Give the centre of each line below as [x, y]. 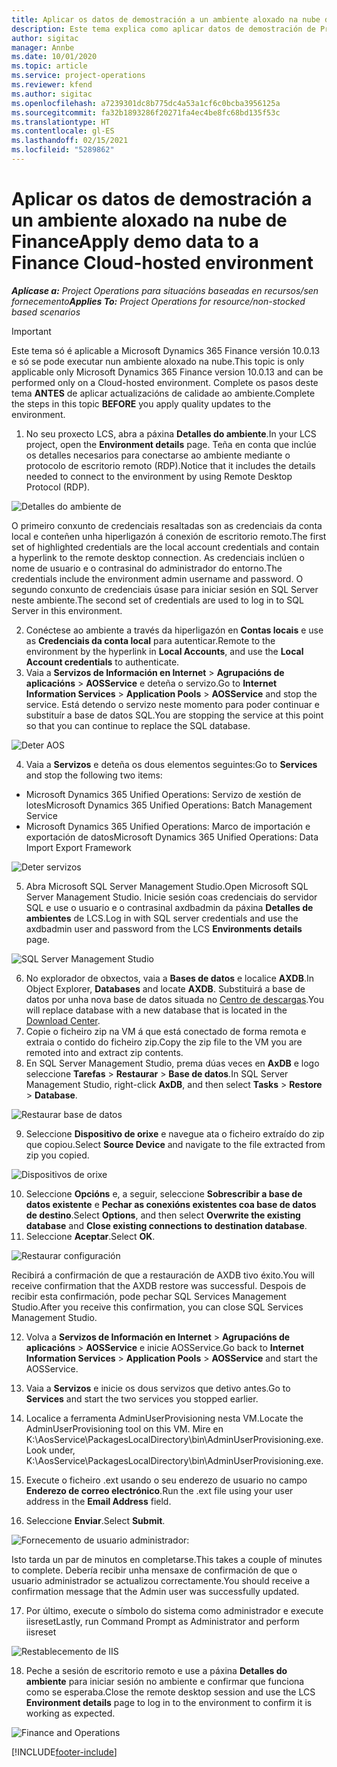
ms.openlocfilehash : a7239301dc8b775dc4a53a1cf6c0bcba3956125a [146, 103]
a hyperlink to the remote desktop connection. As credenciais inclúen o [158, 557]
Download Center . [63, 1020]
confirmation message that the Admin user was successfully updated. [155, 1591]
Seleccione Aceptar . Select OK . [90, 1236]
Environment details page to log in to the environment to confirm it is [169, 1702]
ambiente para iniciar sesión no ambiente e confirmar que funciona [165, 1681]
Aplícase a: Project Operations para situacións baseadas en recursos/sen [165, 290]
